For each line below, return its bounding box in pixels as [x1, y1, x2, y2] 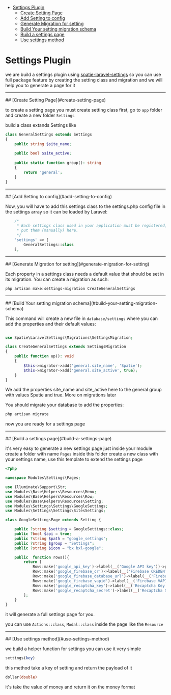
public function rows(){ [14, 555, 70, 560]
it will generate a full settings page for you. [5, 611, 95, 618]
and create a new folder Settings [5, 112, 75, 118]
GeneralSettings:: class [23, 242, 74, 247]
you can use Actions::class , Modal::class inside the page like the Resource [5, 621, 164, 627]
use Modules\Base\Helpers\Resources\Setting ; [5, 499, 103, 504]
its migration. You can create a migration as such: [5, 276, 109, 282]
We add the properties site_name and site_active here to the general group [5, 387, 162, 393]
